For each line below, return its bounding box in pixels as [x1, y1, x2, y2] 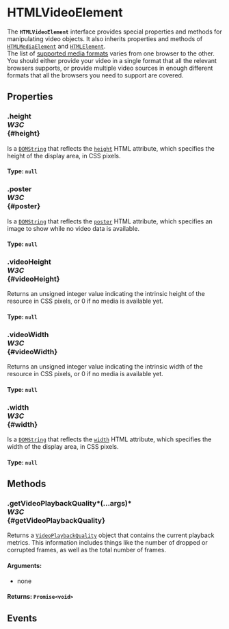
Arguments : [7, 562, 42, 570]
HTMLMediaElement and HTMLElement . [7, 42, 106, 50]
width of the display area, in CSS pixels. [7, 443, 119, 451]
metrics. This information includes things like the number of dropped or [7, 539, 208, 547]
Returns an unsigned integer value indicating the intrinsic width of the [7, 362, 203, 371]
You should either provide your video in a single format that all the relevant [7, 56, 217, 64]
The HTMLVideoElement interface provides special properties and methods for [7, 27, 222, 36]
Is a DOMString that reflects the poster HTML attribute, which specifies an [7, 217, 213, 225]
